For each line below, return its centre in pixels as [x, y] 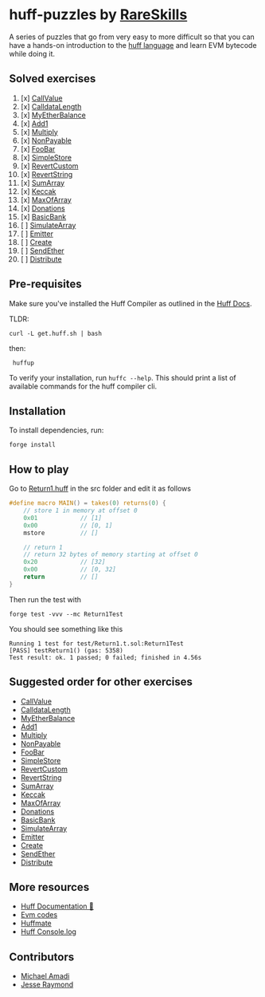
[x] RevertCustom [49, 166]
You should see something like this [66, 629]
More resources [49, 887]
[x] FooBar [38, 148]
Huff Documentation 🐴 [57, 906]
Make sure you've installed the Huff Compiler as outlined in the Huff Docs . [131, 303]
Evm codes [39, 915]
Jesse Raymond [47, 985]
